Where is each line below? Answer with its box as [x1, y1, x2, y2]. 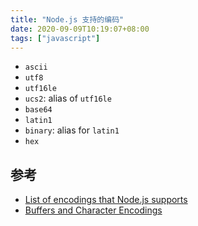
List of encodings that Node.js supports [24, 194, 188, 206]
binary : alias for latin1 [24, 124, 120, 136]
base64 [24, 105, 53, 115]
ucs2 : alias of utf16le [24, 92, 112, 105]
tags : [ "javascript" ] [10, 33, 101, 43]
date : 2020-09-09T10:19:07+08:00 [10, 24, 150, 34]
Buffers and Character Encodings [24, 204, 163, 216]
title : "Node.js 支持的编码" [10, 14, 125, 25]
